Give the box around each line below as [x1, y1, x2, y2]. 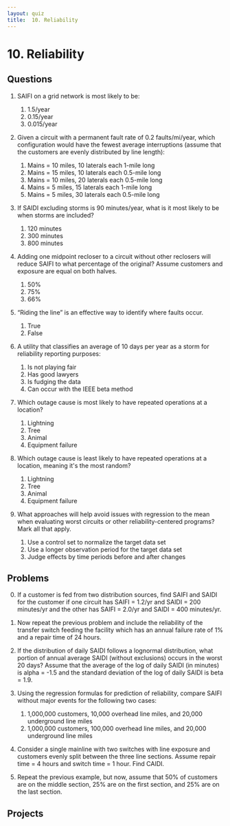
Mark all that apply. [16, 525, 71, 533]
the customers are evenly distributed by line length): [16, 147, 165, 156]
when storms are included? [16, 211, 95, 219]
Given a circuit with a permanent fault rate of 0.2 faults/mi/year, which [16, 133, 216, 141]
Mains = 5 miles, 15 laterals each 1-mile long [27, 183, 152, 191]
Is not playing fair [27, 363, 77, 371]
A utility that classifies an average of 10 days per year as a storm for [16, 342, 209, 350]
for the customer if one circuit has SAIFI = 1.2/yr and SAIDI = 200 [16, 598, 201, 606]
